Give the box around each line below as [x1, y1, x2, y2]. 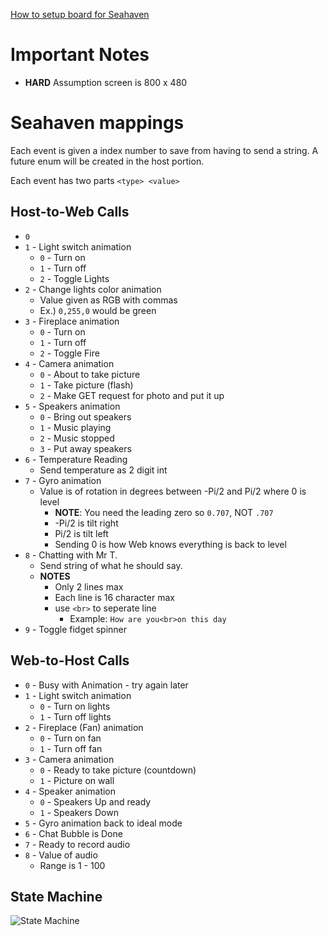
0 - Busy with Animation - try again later [24, 679, 189, 691]
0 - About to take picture [39, 368, 141, 380]
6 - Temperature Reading [24, 453, 128, 465]
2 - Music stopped [39, 432, 115, 444]
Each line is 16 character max [54, 591, 175, 603]
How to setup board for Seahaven [10, 9, 150, 20]
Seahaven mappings [10, 112, 185, 134]
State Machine [10, 888, 103, 905]
